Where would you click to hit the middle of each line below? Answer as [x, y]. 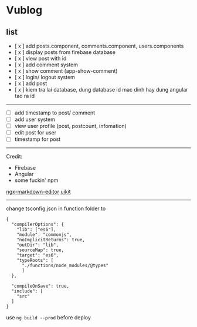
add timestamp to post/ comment [55, 113]
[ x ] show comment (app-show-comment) [66, 71]
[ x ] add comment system [46, 65]
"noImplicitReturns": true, [51, 240]
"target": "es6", [38, 255]
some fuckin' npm [36, 180]
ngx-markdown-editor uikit [38, 192]
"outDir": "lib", [38, 245]
